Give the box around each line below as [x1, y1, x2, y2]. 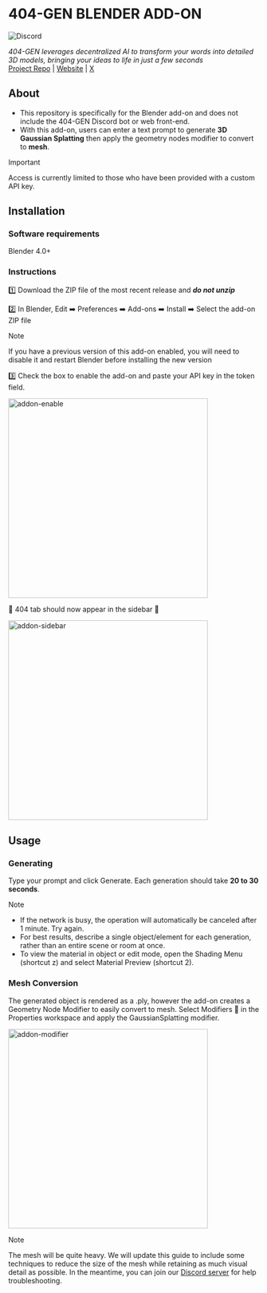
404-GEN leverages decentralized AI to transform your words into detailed [8, 46, 253, 56]
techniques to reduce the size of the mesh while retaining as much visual [8, 1259, 248, 1268]
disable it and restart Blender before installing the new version [8, 354, 213, 364]
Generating [8, 858, 53, 869]
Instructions [8, 267, 57, 278]
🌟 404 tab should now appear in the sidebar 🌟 [8, 604, 159, 614]
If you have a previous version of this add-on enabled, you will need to [8, 346, 240, 356]
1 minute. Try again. [19, 923, 84, 934]
